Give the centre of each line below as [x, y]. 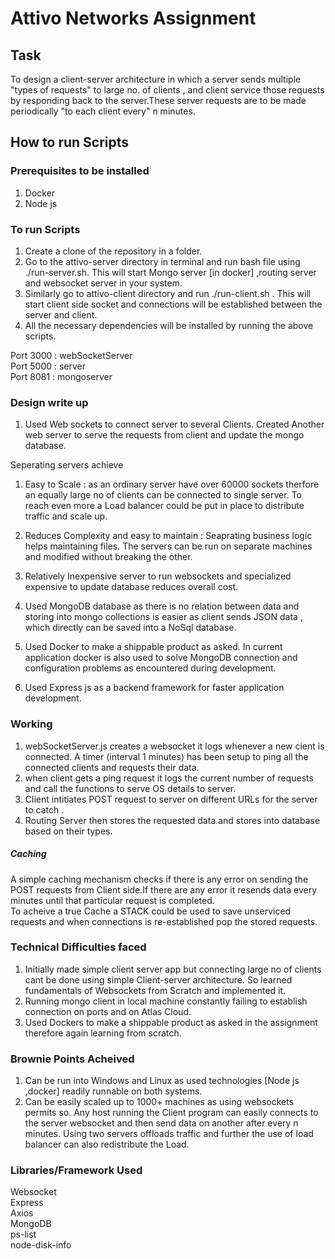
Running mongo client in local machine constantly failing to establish [166, 1001]
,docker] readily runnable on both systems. [113, 1091]
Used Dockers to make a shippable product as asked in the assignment [171, 1022]
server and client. [61, 314]
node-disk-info [41, 1245]
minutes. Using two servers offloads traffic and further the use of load [169, 1134]
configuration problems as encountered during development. [150, 668]
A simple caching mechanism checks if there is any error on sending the [159, 879]
